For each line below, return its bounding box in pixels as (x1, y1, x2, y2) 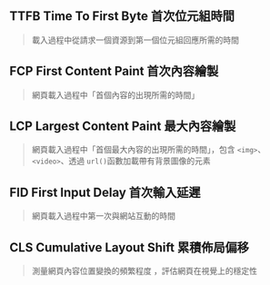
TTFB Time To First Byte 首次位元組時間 (9, 8, 235, 25)
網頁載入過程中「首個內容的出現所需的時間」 (31, 89, 200, 100)
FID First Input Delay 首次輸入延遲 (9, 184, 202, 200)
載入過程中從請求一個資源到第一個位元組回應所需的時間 (31, 34, 239, 45)
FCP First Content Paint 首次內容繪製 (9, 64, 219, 79)
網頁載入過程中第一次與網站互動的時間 (31, 211, 175, 221)
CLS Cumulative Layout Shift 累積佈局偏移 (9, 240, 250, 255)
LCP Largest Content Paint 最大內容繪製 (9, 119, 236, 134)
